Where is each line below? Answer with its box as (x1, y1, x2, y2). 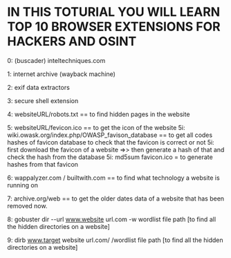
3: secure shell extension (7, 96, 79, 104)
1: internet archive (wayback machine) (7, 70, 116, 78)
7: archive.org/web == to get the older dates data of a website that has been (7, 194, 225, 203)
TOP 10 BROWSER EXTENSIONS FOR (7, 19, 221, 35)
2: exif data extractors (7, 83, 71, 91)
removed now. (7, 201, 48, 210)
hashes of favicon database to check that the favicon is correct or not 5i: (7, 138, 214, 146)
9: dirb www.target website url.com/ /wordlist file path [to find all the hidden (7, 236, 223, 244)
